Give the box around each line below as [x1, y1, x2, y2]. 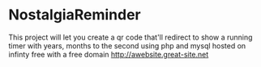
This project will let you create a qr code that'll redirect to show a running [8, 32, 253, 42]
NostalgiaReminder [8, 6, 141, 24]
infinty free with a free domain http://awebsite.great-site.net [8, 49, 209, 59]
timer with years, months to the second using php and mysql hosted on [8, 40, 246, 50]
